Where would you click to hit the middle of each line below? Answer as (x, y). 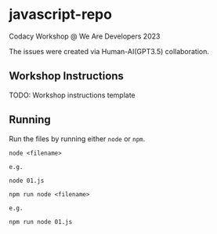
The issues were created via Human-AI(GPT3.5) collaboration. (109, 51)
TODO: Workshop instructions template (72, 95)
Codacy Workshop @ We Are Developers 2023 (85, 36)
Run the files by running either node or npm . (77, 138)
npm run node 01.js (41, 221)
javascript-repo (61, 15)
